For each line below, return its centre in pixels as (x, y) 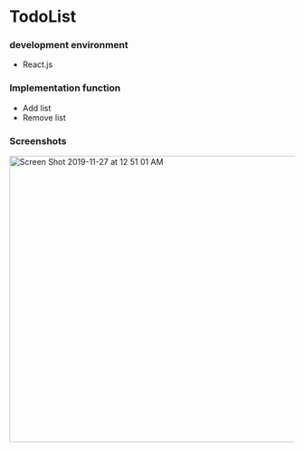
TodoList (43, 17)
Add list (37, 108)
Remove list (44, 117)
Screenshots (38, 140)
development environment (69, 45)
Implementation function (65, 88)
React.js (38, 64)
